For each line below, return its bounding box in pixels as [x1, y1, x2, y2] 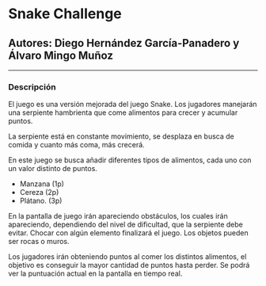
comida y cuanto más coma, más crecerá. [8, 140, 145, 150]
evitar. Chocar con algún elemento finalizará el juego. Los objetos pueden [8, 228, 249, 238]
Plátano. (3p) [19, 196, 63, 206]
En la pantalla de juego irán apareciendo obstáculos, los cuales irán [8, 212, 228, 221]
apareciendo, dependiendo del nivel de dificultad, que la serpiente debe [8, 219, 243, 230]
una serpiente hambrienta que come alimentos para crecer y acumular [8, 108, 238, 117]
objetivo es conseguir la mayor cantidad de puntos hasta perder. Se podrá [8, 261, 250, 270]
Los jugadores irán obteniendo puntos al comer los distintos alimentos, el [8, 252, 247, 261]
